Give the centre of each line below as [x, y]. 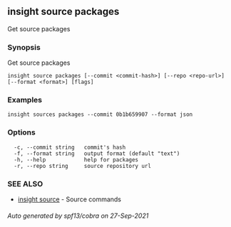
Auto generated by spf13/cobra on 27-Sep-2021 [78, 216]
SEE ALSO [25, 184]
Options [21, 132]
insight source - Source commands [70, 199]
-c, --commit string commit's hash [70, 147]
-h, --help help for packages [76, 159]
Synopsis [24, 47]
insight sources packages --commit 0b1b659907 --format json [100, 115]
